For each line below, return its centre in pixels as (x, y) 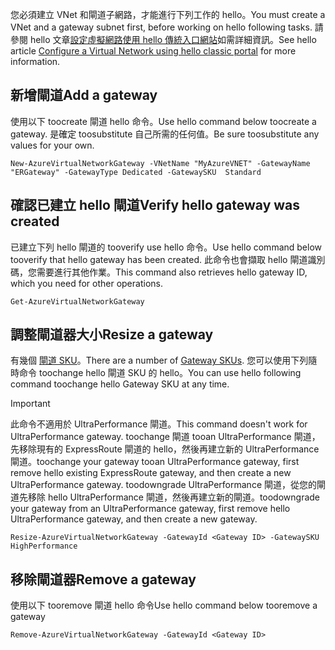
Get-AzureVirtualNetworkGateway (77, 301)
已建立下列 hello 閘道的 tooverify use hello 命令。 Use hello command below (166, 247)
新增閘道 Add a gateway (84, 95)
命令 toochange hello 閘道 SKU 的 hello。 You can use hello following (160, 373)
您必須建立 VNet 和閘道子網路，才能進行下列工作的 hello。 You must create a (168, 14)
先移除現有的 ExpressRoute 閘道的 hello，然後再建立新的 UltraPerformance (165, 449)
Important (30, 404)
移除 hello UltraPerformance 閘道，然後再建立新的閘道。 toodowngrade (174, 497)
